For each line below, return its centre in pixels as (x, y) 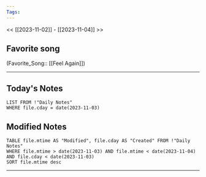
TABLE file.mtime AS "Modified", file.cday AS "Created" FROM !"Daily (98, 141)
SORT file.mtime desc (34, 162)
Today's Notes (35, 88)
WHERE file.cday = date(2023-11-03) (53, 108)
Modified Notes (36, 126)
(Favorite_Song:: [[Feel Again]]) (46, 63)
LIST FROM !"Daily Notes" (39, 103)
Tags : (13, 12)
